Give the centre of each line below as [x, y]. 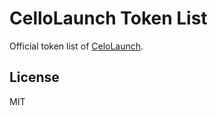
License [34, 77]
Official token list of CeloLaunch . [76, 46]
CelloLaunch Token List [108, 18]
